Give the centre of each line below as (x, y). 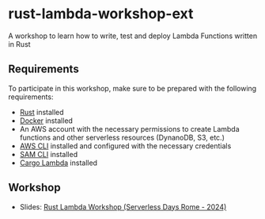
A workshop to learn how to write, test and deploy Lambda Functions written (133, 36)
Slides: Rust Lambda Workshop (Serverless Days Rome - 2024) (123, 206)
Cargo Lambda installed (58, 163)
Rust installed (42, 112)
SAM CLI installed (48, 154)
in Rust (19, 44)
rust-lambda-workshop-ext (101, 14)
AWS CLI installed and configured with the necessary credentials (125, 146)
